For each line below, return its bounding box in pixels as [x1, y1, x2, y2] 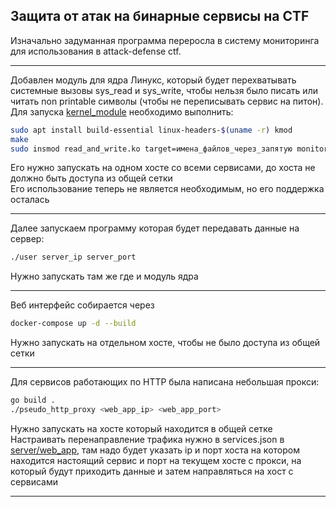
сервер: [10, 233, 45, 245]
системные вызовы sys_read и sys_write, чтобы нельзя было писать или [10, 84, 318, 96]
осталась [10, 194, 50, 206]
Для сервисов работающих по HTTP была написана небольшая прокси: [10, 376, 320, 388]
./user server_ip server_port [10, 252, 137, 263]
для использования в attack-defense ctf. [10, 45, 182, 57]
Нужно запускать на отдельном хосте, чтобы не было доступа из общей [10, 337, 321, 349]
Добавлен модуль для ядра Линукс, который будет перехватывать [10, 74, 297, 86]
